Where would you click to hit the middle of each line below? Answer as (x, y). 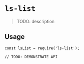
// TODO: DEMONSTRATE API (31, 57)
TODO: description (36, 21)
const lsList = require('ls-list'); (42, 48)
